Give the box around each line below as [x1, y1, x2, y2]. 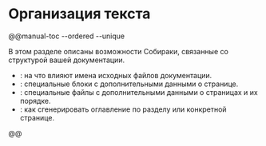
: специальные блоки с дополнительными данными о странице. [19, 79, 239, 89]
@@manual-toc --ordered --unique [8, 31, 125, 41]
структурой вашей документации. [8, 55, 125, 65]
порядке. [19, 96, 51, 105]
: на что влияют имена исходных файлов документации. [19, 70, 212, 80]
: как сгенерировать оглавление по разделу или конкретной [19, 105, 227, 114]
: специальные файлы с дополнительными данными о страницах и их [19, 87, 258, 97]
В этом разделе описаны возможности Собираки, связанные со [8, 46, 229, 56]
